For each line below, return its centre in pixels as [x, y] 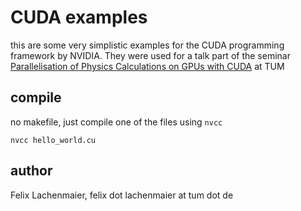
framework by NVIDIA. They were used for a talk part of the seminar [150, 55]
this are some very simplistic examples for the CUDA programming [147, 45]
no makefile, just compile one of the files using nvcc [116, 122]
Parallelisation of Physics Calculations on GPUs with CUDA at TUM [147, 66]
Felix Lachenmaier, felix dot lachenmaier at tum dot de [122, 195]
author [31, 171]
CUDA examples [79, 17]
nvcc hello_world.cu [53, 140]
